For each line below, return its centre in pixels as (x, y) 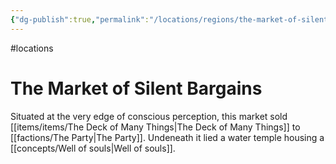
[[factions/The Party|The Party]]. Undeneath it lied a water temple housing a (167, 137)
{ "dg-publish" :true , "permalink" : (80, 19)
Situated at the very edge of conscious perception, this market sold (149, 116)
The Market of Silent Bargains (136, 88)
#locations (32, 48)
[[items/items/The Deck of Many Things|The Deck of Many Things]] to (155, 127)
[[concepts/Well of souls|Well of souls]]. (93, 148)
